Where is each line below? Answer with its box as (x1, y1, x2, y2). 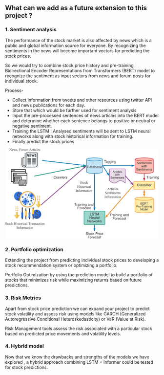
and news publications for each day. (12, 102, 85, 108)
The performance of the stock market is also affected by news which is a (5, 37, 152, 43)
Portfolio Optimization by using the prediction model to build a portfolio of (5, 272, 153, 278)
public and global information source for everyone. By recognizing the (5, 43, 146, 48)
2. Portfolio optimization (5, 246, 63, 253)
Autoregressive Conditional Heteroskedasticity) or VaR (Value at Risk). (5, 316, 146, 322)
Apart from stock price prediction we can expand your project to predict (5, 306, 150, 311)
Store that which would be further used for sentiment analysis (12, 107, 137, 113)
